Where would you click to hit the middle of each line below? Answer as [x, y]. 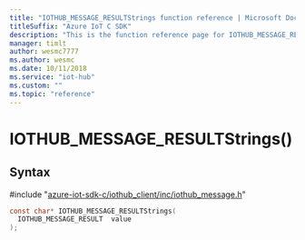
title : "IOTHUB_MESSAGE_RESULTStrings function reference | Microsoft [146, 18]
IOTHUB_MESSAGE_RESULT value [74, 219]
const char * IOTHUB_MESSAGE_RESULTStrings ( [93, 211]
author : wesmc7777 [44, 52]
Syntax [30, 172]
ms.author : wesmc [42, 60]
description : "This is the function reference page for [117, 35]
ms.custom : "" [36, 85]
